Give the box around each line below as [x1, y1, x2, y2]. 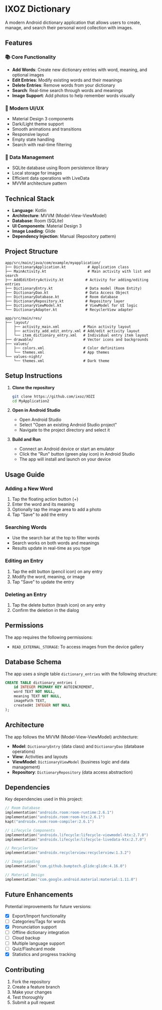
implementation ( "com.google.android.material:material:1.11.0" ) [5, 877, 138, 882]
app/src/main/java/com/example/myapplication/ [5, 260, 101, 265]
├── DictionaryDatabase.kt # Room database [5, 294, 118, 299]
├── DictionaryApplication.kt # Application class [5, 265, 130, 269]
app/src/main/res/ [5, 316, 42, 321]
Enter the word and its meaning [12, 501, 75, 507]
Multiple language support [12, 940, 65, 946]
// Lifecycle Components [5, 828, 55, 833]
